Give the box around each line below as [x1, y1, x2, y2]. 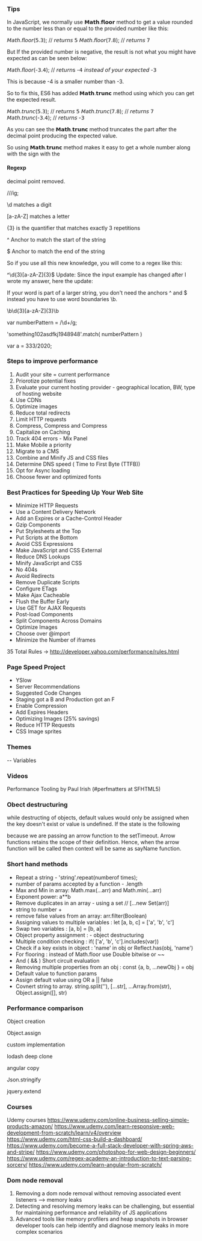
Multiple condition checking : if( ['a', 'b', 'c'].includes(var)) [15, 937, 159, 945]
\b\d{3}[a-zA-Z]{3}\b [7, 307, 59, 314]
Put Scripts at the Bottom [15, 534, 78, 541]
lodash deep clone [7, 1052, 53, 1060]
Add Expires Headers [15, 708, 69, 716]
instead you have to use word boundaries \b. [7, 295, 118, 302]
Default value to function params [15, 969, 97, 977]
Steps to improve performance [7, 357, 99, 366]
